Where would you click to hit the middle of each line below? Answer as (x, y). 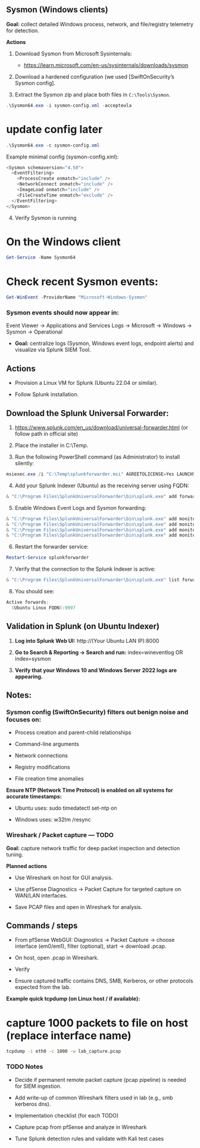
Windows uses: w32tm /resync (53, 820)
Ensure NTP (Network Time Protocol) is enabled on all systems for (90, 790)
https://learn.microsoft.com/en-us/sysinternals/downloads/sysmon (106, 65)
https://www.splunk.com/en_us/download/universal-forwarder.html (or (101, 428)
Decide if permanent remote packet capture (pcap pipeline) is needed (100, 1079)
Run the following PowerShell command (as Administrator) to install (97, 457)
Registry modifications (42, 767)
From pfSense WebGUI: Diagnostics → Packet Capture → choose (95, 940)
